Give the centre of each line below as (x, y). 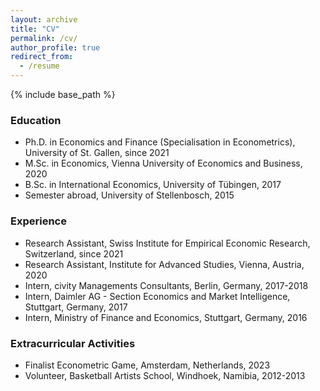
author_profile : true (55, 47)
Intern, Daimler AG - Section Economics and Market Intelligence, (157, 296)
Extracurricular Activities (73, 343)
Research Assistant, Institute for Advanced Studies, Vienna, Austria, (164, 264)
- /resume (39, 66)
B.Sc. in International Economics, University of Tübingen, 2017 (153, 185)
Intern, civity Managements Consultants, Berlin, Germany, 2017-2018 (166, 285)
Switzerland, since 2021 (74, 253)
